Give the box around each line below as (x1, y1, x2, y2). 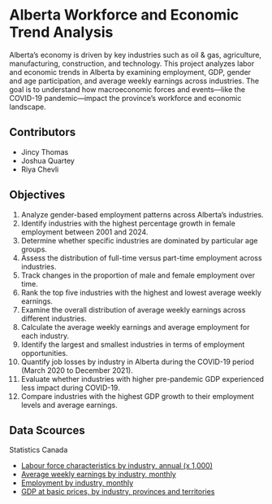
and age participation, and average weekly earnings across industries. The (9, 76, 259, 85)
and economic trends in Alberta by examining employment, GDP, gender (9, 67, 251, 77)
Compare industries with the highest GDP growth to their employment (20, 391, 254, 401)
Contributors (9, 125, 76, 139)
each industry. (20, 331, 70, 340)
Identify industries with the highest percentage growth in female (20, 218, 236, 228)
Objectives (9, 188, 66, 202)
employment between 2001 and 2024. (20, 226, 149, 237)
